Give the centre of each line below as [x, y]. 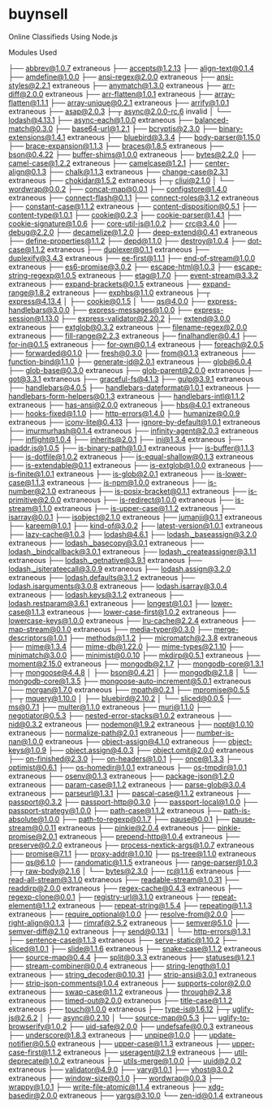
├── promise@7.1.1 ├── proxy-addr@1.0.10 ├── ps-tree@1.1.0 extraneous [132, 853]
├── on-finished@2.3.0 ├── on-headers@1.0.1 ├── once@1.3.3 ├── [125, 758]
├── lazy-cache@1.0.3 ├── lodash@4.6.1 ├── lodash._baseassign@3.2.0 [133, 534]
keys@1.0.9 [28, 750]
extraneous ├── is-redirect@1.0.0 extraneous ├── [148, 500]
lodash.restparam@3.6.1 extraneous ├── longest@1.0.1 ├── [109, 603]
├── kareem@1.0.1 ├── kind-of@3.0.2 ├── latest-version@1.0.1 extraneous [136, 526]
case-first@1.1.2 [35, 1052]
